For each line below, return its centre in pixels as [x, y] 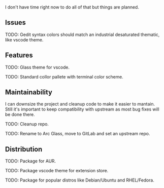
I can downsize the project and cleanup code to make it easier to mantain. [80, 104]
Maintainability [29, 93]
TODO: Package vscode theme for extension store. [57, 171]
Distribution [24, 149]
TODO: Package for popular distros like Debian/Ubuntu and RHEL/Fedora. [80, 180]
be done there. [20, 114]
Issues [16, 22]
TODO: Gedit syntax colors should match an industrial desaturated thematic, [82, 35]
